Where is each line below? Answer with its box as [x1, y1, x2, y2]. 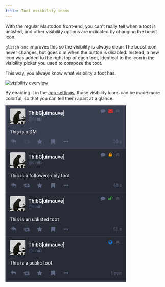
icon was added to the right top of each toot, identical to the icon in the [5, 54, 155, 61]
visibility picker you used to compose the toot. [5, 60, 103, 66]
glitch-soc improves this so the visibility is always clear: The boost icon [5, 43, 157, 50]
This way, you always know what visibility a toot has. [5, 69, 116, 76]
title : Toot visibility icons [5, 8, 70, 13]
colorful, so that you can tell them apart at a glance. [5, 95, 114, 101]
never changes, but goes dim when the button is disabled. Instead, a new [5, 49, 159, 55]
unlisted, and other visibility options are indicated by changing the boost [5, 28, 157, 34]
